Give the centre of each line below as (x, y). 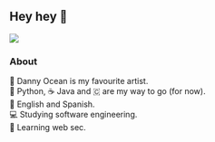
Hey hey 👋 (39, 17)
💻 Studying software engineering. (73, 115)
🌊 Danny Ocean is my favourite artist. (79, 81)
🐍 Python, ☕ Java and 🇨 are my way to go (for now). (107, 91)
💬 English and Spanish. (52, 104)
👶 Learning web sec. (48, 128)
